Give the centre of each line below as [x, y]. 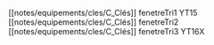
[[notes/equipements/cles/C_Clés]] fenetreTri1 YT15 [103, 13]
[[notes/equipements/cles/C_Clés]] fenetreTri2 [94, 22]
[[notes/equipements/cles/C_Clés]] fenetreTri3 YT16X [107, 31]
